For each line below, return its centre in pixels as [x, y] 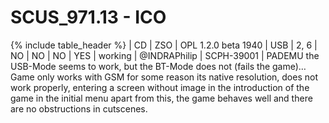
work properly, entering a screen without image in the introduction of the [160, 87]
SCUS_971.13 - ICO [88, 17]
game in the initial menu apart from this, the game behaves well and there [161, 98]
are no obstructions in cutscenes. [79, 108]
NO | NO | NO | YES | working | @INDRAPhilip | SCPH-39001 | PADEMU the [165, 55]
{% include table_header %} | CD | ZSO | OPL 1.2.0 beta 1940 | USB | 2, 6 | [164, 45]
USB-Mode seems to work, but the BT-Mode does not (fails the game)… [158, 66]
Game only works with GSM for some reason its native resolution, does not [164, 77]
